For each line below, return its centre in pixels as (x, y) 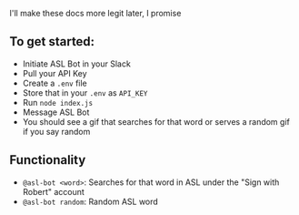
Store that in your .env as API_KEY (85, 92)
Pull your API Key (55, 73)
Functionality (48, 160)
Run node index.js (58, 102)
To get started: (52, 41)
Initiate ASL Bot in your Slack (77, 64)
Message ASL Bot (56, 112)
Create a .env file (55, 83)
